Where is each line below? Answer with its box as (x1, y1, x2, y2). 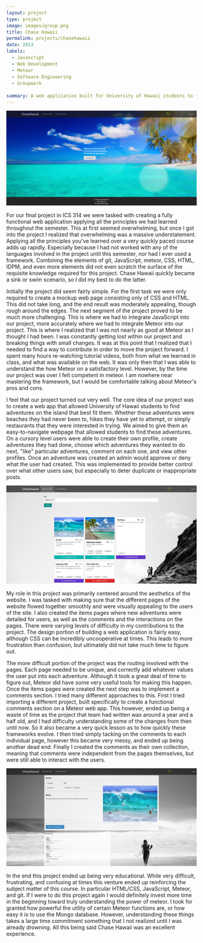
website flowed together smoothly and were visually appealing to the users (6, 602, 193, 609)
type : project (6, 16, 42, 22)
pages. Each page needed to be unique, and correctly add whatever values (6, 666, 193, 673)
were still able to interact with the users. (6, 756, 106, 763)
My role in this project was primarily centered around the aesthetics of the (6, 589, 191, 597)
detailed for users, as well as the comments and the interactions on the (6, 616, 183, 623)
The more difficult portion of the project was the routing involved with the (6, 659, 189, 666)
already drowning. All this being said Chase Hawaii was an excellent (6, 924, 175, 931)
